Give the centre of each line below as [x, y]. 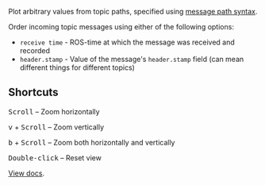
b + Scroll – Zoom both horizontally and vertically [92, 142]
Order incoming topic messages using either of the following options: [121, 27]
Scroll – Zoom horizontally [54, 111]
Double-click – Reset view [55, 157]
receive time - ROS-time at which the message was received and [127, 42]
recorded [35, 50]
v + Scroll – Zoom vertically [56, 127]
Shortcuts [33, 92]
